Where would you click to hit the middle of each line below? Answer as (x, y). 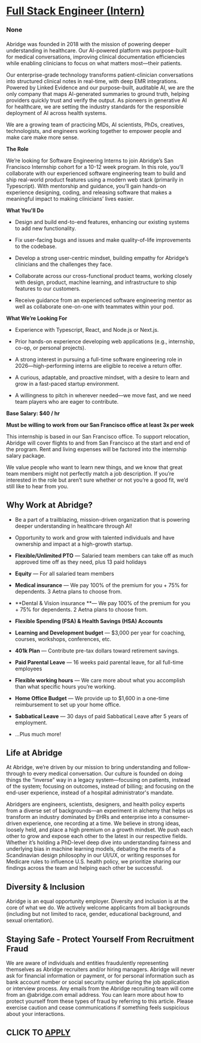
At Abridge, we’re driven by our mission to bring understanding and (89, 767)
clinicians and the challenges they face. (63, 264)
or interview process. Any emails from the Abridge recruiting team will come (100, 988)
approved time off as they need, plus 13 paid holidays (80, 562)
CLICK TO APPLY (38, 1033)
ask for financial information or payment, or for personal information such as (100, 975)
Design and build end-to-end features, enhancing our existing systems (102, 222)
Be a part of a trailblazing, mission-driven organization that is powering (102, 519)
